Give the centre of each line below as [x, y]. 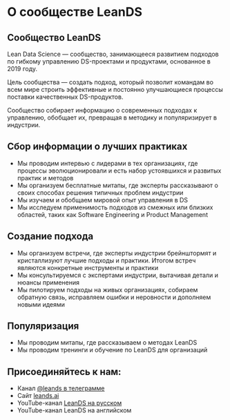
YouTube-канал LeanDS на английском [74, 410]
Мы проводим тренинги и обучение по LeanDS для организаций [112, 350]
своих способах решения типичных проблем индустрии [100, 192]
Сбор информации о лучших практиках [97, 147]
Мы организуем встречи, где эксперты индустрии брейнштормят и [117, 253]
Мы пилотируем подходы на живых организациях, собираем [107, 289]
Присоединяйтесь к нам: [64, 371]
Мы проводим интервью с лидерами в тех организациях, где [107, 163]
